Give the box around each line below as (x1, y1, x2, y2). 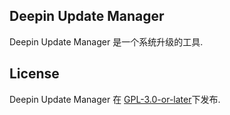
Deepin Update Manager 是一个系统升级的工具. (9, 35, 204, 48)
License (9, 65, 60, 83)
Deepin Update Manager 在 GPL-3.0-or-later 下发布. (9, 93, 221, 105)
